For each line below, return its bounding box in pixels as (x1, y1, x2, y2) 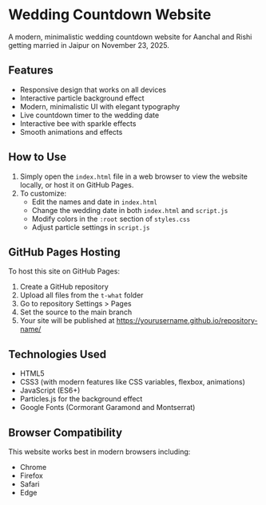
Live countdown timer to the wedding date (19, 110, 160, 120)
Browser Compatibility (8, 425, 122, 440)
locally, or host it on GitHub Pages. (19, 180, 134, 189)
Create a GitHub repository (19, 282, 109, 292)
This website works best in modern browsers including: (8, 447, 191, 456)
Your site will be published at (19, 316, 115, 325)
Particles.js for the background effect (19, 394, 143, 404)
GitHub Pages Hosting (8, 245, 121, 258)
